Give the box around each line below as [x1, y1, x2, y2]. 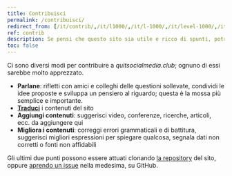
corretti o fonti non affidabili [17, 141, 97, 148]
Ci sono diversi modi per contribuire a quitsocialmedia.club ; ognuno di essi [7, 61, 220, 69]
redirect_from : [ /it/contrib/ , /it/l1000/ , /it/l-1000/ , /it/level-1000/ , [7, 23, 217, 30]
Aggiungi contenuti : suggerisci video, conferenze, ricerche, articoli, [17, 111, 212, 119]
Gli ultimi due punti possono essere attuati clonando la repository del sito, [7, 154, 216, 162]
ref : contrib [7, 29, 45, 37]
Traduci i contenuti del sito [17, 104, 95, 112]
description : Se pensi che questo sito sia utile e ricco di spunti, [7, 36, 212, 43]
